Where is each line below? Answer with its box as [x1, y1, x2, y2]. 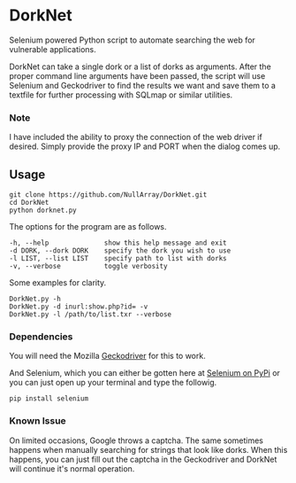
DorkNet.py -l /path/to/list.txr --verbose [9, 310, 172, 319]
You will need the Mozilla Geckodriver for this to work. [9, 351, 206, 362]
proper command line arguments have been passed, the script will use [9, 70, 266, 81]
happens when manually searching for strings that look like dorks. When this [9, 444, 288, 455]
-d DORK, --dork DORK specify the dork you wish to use [9, 246, 231, 255]
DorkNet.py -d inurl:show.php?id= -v [9, 302, 148, 311]
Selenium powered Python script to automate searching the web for [9, 35, 256, 45]
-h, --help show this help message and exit [9, 238, 227, 248]
